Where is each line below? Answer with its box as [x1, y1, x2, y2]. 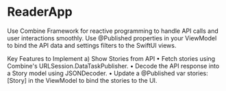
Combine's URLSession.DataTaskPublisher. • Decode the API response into [7, 62, 220, 70]
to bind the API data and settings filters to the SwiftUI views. [7, 41, 177, 49]
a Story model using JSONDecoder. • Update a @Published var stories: [7, 69, 208, 77]
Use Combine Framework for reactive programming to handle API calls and [7, 27, 219, 35]
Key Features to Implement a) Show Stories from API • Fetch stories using [7, 54, 216, 62]
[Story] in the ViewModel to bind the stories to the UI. [7, 76, 158, 84]
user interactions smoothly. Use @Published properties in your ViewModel [7, 34, 217, 42]
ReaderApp [7, 4, 73, 20]
